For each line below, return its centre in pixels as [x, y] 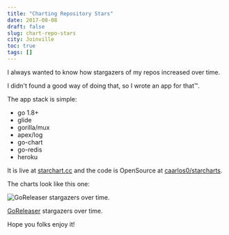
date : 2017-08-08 [32, 20]
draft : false [26, 26]
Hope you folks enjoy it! [41, 224]
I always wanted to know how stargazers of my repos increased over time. [114, 72]
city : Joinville [31, 40]
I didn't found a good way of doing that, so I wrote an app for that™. [104, 86]
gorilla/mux [33, 127]
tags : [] [20, 53]
